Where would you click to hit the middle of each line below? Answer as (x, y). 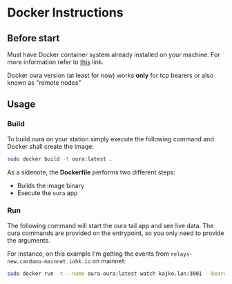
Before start (33, 38)
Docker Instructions (65, 13)
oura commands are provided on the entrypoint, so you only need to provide (116, 233)
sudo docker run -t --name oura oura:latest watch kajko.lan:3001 (105, 274)
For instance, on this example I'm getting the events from (88, 254)
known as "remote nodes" (44, 83)
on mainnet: (109, 261)
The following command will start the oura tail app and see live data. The (110, 225)
